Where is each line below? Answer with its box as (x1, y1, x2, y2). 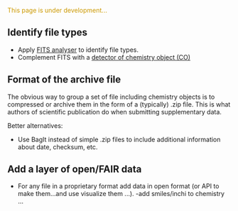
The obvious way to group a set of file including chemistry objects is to (7, 92, 215, 101)
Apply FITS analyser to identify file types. (17, 45, 139, 54)
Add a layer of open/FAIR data (7, 163, 142, 175)
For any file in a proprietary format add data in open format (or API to (17, 182, 220, 190)
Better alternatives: (7, 121, 63, 130)
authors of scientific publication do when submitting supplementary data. (7, 107, 222, 116)
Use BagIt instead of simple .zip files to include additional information (17, 135, 221, 144)
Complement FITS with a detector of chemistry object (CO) (17, 53, 190, 61)
